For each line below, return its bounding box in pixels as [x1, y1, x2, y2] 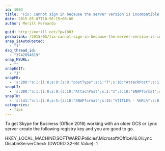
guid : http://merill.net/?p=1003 [5, 30, 74, 35]
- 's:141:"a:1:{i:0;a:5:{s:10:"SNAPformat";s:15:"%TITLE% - [9, 98, 135, 103]
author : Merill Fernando [5, 21, 56, 26]
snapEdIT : [5, 66, 26, 71]
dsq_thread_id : [5, 48, 36, 53]
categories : [5, 102, 29, 108]
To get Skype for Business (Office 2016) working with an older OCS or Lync [5, 121, 158, 126]
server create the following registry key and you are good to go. [5, 126, 134, 131]
